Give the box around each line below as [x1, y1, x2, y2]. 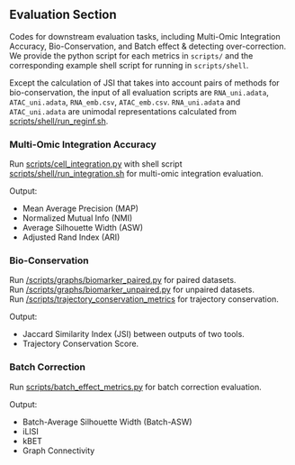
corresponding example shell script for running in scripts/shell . [9, 59, 249, 70]
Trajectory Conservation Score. [22, 338, 139, 350]
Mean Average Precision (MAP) [22, 203, 139, 214]
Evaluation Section [9, 7, 117, 23]
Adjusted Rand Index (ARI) [22, 232, 121, 242]
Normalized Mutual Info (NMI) [22, 213, 133, 223]
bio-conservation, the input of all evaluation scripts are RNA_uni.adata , [9, 87, 270, 97]
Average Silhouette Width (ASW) [22, 223, 144, 233]
